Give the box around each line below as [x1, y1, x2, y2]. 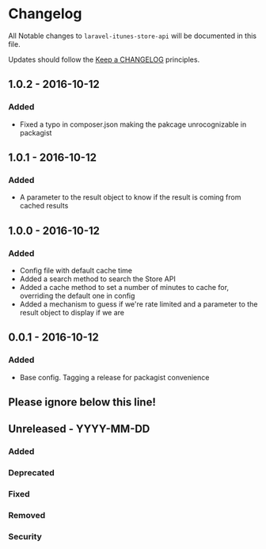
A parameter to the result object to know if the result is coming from [19, 193, 241, 202]
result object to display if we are [19, 308, 125, 317]
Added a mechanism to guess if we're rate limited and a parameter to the [19, 299, 258, 309]
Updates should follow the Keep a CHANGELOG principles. [8, 55, 200, 64]
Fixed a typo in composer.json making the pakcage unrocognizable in [19, 120, 247, 129]
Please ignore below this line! [8, 395, 157, 409]
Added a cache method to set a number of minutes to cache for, [19, 283, 230, 292]
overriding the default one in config [19, 291, 135, 300]
